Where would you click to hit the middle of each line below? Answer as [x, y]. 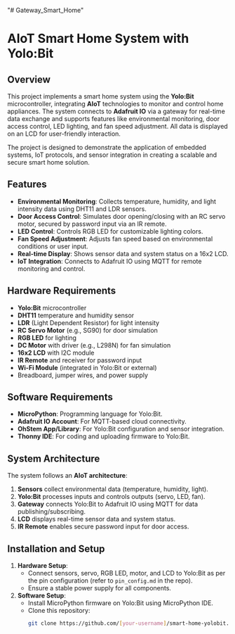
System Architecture [54, 458]
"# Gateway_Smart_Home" [46, 10]
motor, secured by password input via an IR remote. [92, 224]
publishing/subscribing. [52, 512]
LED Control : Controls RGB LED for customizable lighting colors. [110, 231]
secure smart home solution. [48, 162]
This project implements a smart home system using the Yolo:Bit [101, 96]
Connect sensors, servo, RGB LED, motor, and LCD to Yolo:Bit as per [127, 573]
